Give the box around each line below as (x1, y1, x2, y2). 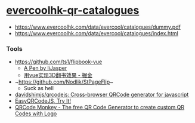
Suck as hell (23, 85, 54, 92)
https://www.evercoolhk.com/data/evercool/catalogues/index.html (14, 29, 179, 36)
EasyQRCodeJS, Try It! (14, 97, 72, 104)
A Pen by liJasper (23, 64, 67, 72)
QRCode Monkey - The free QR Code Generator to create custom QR (14, 104, 185, 111)
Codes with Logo (14, 110, 57, 117)
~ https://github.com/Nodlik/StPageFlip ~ (14, 78, 114, 85)
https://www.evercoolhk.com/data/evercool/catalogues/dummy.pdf (14, 23, 181, 30)
